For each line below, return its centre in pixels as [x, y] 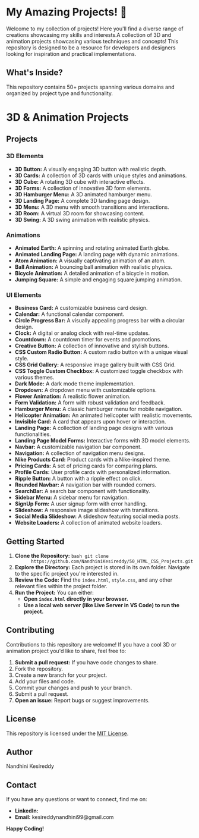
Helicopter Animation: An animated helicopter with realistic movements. [104, 415]
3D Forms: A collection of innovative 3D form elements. [83, 188]
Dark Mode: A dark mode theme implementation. [75, 384]
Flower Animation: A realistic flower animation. [72, 396]
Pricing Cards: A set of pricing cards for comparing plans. [86, 466]
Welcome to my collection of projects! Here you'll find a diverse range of [95, 29]
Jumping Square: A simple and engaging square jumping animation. [98, 280]
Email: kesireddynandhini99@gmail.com [64, 817]
